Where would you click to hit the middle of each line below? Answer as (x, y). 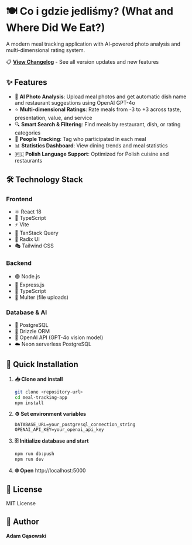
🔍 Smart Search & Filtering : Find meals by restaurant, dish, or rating (97, 124)
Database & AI (27, 312)
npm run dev (29, 460)
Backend (19, 263)
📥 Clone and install (39, 379)
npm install (29, 403)
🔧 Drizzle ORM (32, 332)
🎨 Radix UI (27, 239)
